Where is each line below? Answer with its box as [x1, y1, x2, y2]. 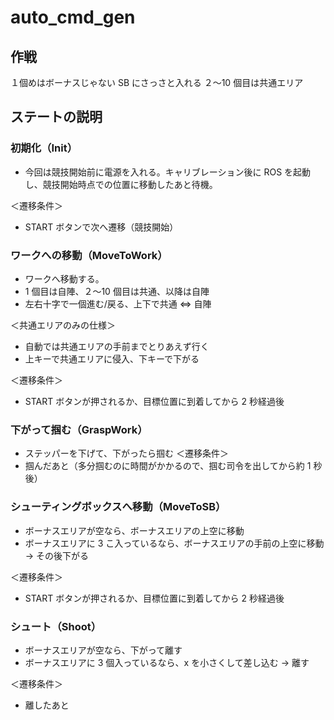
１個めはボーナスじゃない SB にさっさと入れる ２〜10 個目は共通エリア [10, 77, 304, 88]
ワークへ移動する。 [24, 272, 105, 285]
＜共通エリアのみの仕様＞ [10, 319, 116, 331]
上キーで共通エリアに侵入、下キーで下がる [24, 352, 200, 365]
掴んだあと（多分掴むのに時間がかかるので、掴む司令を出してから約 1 [24, 460, 312, 472]
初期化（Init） [10, 141, 78, 155]
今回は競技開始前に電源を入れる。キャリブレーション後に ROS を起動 [24, 166, 312, 178]
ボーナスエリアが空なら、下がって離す [24, 644, 183, 656]
